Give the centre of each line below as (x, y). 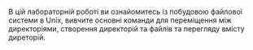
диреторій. (27, 37)
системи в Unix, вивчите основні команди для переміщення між (120, 20)
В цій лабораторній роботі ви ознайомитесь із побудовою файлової (125, 12)
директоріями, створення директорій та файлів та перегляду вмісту (127, 29)
